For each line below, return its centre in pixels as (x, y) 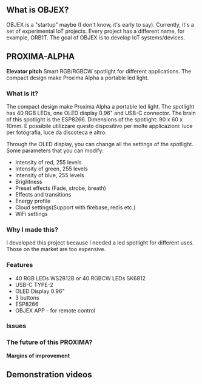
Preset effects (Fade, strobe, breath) (60, 188)
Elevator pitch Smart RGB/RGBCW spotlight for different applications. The (99, 71)
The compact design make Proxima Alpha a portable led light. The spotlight (100, 106)
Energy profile (33, 201)
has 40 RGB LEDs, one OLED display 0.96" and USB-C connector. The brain (101, 113)
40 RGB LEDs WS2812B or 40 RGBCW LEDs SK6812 (80, 278)
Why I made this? (32, 229)
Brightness (29, 181)
